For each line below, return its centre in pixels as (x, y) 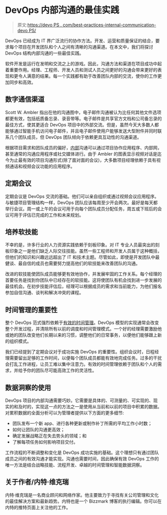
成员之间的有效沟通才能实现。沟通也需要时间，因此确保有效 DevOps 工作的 (82, 459)
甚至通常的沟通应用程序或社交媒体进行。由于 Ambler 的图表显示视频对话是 (81, 154)
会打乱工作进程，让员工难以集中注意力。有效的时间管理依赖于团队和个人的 (81, 364)
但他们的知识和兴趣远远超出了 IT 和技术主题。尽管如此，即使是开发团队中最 (83, 257)
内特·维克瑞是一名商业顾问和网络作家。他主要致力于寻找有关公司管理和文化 (82, 495)
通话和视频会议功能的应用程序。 (42, 166)
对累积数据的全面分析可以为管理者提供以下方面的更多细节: (65, 413)
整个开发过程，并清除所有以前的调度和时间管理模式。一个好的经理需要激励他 (83, 329)
